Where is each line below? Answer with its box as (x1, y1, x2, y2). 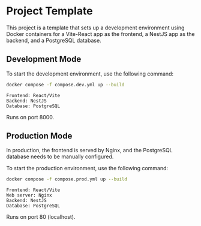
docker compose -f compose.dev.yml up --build (6, 82, 125, 88)
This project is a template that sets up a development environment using (6, 24, 185, 31)
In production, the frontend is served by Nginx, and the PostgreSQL (6, 147, 173, 154)
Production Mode (6, 131, 73, 141)
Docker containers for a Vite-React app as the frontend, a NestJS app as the (6, 30, 195, 37)
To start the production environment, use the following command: (6, 165, 169, 172)
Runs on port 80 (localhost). (6, 213, 76, 221)
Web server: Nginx (6, 192, 52, 198)
